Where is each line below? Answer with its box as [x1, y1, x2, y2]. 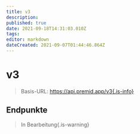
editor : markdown [6, 36, 49, 42]
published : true [6, 20, 46, 26]
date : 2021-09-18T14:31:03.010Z [6, 25, 86, 32]
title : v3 [6, 8, 31, 15]
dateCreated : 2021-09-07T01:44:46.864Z [6, 42, 105, 48]
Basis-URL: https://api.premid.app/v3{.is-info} [20, 87, 134, 95]
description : [6, 14, 39, 20]
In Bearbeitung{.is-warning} [20, 121, 89, 128]
